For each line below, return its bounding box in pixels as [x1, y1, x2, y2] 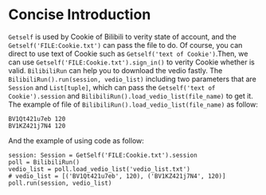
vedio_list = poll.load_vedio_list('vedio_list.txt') [8, 165, 191, 173]
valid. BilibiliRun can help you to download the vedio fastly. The [8, 65, 223, 75]
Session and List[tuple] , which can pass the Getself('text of [8, 82, 216, 92]
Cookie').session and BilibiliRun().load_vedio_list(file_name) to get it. [8, 91, 253, 100]
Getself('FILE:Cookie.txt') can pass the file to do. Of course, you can [8, 40, 243, 49]
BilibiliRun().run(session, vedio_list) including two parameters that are [8, 74, 257, 84]
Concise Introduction [8, 6, 151, 24]
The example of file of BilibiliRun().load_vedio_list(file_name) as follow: [8, 99, 259, 109]
